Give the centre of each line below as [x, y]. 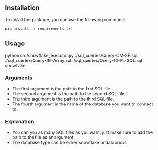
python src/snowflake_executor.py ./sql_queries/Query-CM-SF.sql [71, 55]
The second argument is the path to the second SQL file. [69, 93]
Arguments [19, 78]
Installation [22, 8]
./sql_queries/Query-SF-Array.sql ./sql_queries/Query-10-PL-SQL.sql [74, 60]
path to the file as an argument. [44, 137]
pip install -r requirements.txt [39, 29]
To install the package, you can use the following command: [65, 19]
